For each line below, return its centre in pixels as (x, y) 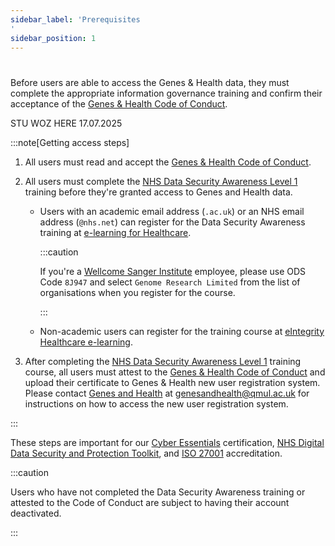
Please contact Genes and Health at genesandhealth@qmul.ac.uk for (167, 393)
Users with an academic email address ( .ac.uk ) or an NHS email (172, 211)
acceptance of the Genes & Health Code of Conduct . (119, 103)
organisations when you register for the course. (137, 292)
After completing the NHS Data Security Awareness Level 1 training (163, 361)
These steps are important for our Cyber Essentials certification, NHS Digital (167, 442)
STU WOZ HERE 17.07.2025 (66, 123)
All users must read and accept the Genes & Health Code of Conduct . (168, 162)
